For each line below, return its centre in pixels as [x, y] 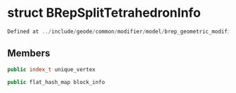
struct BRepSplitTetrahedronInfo [104, 13]
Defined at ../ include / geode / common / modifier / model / [86, 31]
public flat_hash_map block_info [56, 82]
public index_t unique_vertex [52, 69]
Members [29, 53]
